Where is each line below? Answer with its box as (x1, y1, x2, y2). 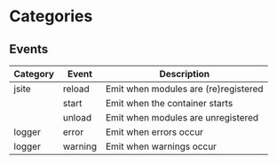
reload (62, 82, 91, 95)
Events (9, 42, 49, 57)
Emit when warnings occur (105, 140, 218, 152)
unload (62, 112, 92, 123)
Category (13, 68, 55, 80)
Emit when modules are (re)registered (105, 82, 264, 95)
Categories (9, 6, 93, 27)
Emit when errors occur (105, 126, 204, 138)
